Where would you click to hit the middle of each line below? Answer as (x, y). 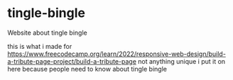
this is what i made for (40, 46)
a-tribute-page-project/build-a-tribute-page (72, 61)
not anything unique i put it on (182, 61)
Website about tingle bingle (47, 33)
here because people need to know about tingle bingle (87, 69)
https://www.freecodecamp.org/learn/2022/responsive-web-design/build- (116, 54)
